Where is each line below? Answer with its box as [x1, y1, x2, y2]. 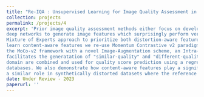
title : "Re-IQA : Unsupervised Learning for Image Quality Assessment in [6, 8, 197, 15]
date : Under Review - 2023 [6, 76, 75, 82]
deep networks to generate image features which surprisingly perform [6, 31, 189, 37]
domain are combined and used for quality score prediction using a [6, 59, 183, 65]
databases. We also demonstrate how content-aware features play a [6, 64, 181, 71]
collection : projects [6, 14, 61, 20]
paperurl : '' [6, 82, 39, 88]
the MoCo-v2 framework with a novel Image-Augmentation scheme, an [6, 48, 181, 54]
